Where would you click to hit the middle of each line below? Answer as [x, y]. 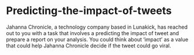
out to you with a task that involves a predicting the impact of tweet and [93, 33]
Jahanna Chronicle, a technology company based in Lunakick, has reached [97, 27]
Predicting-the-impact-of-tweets [89, 11]
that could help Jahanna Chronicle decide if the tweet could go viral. [89, 46]
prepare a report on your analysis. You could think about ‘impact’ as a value [97, 39]
